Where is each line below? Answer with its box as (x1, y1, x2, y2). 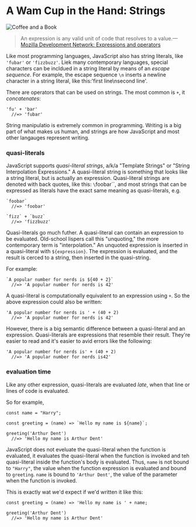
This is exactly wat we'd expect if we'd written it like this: (6, 488, 143, 495)
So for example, (6, 399, 44, 406)
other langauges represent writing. (6, 134, 90, 141)
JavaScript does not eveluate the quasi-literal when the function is (6, 446, 166, 453)
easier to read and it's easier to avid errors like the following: (6, 338, 152, 345)
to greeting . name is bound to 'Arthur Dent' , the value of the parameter (6, 471, 178, 478)
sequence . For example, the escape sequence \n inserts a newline (6, 71, 167, 78)
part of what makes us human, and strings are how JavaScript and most (6, 128, 180, 135)
